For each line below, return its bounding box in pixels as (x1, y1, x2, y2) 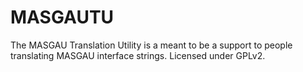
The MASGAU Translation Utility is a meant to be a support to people (10, 39, 293, 51)
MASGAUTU (10, 6, 115, 29)
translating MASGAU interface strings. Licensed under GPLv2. (10, 49, 266, 61)
